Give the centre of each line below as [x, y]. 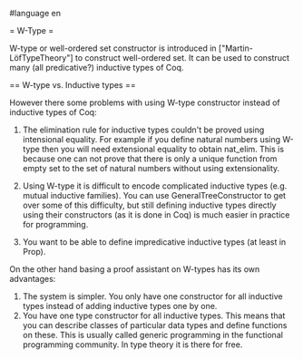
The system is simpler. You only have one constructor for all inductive [152, 296]
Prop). [34, 252]
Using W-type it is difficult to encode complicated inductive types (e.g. [155, 186]
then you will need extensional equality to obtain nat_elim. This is [163, 149]
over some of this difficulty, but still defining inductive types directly [149, 205]
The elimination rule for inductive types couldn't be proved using [143, 130]
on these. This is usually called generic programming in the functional [153, 335]
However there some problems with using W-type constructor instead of [145, 102]
